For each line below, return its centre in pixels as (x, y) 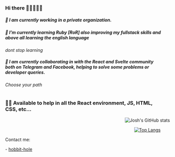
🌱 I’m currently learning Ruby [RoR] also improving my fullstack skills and (83, 32)
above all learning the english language (47, 37)
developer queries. (25, 72)
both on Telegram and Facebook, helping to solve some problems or (77, 67)
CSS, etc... (18, 109)
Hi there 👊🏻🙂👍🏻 (24, 8)
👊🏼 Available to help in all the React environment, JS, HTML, (79, 103)
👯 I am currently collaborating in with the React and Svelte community (79, 61)
